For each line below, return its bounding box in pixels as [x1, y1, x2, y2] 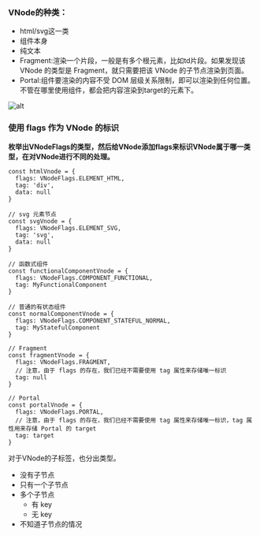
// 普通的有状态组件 [8, 303, 66, 311]
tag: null [15, 373, 47, 382]
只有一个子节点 [19, 479, 69, 489]
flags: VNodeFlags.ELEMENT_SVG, [15, 224, 122, 232]
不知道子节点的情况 [19, 519, 83, 529]
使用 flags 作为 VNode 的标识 [8, 122, 120, 133]
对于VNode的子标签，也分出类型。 [8, 453, 121, 463]
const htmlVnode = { [8, 167, 76, 175]
